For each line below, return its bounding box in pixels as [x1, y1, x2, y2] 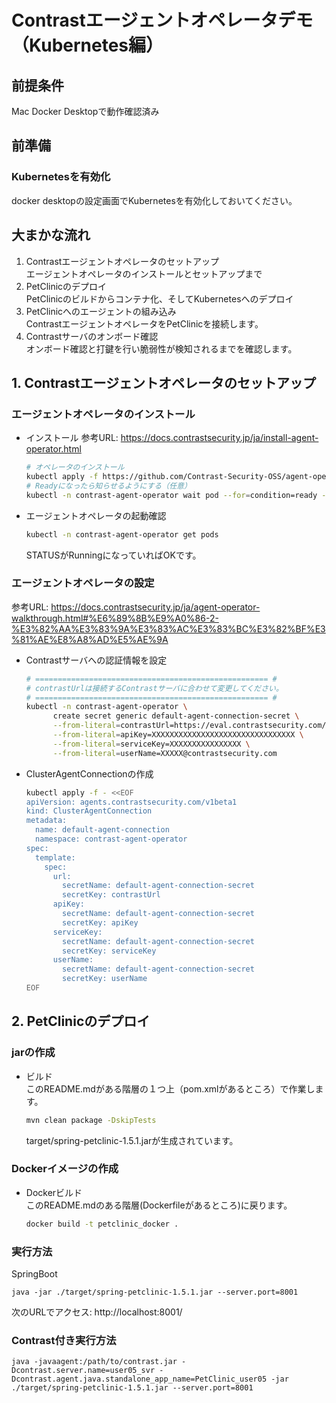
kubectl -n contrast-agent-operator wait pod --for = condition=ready [25, 490, 318, 500]
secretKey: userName [62, 974, 148, 984]
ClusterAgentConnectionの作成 [25, 767, 154, 780]
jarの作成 [11, 1046, 56, 1060]
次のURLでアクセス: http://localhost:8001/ [11, 1306, 183, 1318]
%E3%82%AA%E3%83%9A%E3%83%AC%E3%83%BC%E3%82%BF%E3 [11, 622, 326, 635]
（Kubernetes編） [11, 34, 164, 57]
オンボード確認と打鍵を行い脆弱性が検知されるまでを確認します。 [25, 342, 298, 355]
